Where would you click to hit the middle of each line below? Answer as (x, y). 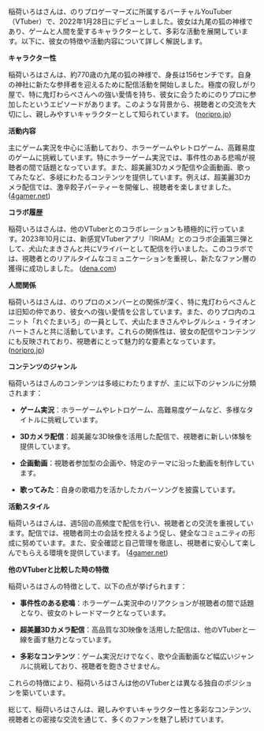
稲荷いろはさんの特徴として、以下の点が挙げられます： (98, 586)
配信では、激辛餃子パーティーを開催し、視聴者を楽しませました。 (128, 187)
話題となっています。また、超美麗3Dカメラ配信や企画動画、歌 (143, 167)
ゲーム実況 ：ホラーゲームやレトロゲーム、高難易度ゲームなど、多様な (133, 410)
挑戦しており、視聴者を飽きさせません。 (99, 666)
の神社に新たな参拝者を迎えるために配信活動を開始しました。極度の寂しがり (132, 84)
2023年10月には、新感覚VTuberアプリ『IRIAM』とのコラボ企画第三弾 (134, 239)
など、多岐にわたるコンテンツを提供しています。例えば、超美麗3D (136, 177)
